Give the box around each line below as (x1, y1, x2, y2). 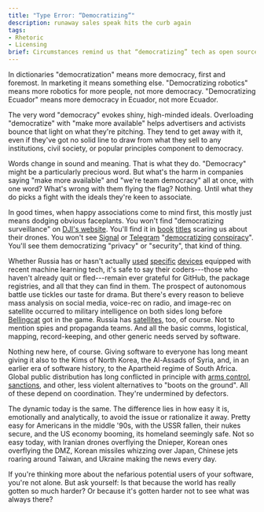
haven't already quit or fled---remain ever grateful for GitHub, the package (8, 273, 250, 282)
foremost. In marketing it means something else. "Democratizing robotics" (8, 78, 248, 87)
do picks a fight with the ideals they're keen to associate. (8, 192, 192, 202)
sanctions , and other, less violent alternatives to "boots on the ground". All (8, 380, 248, 390)
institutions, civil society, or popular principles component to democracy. (8, 143, 244, 153)
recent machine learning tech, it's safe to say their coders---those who (8, 265, 238, 274)
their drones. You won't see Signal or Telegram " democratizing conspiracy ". (8, 233, 254, 242)
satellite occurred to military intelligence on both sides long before (8, 306, 222, 316)
